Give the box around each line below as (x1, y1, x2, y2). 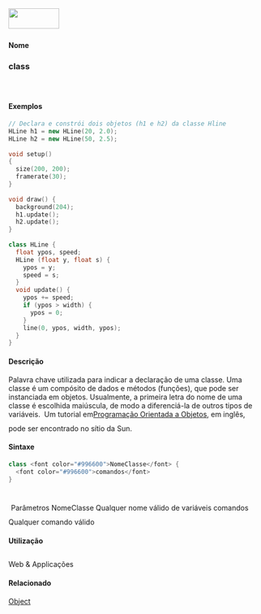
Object (8, 596, 31, 606)
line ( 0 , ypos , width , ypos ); (23, 324, 122, 332)
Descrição (8, 356, 45, 366)
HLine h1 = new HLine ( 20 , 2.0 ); (8, 127, 118, 135)
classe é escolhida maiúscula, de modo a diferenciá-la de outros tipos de (8, 400, 253, 410)
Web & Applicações (8, 560, 75, 569)
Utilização (8, 536, 43, 546)
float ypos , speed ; (15, 248, 82, 256)
